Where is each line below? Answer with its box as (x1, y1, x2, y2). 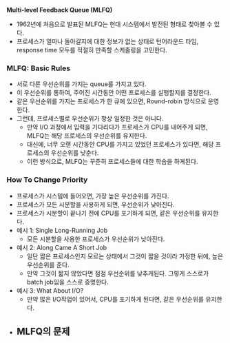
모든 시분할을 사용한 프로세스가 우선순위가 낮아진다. (26, 234, 165, 243)
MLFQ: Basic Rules (6, 63, 70, 73)
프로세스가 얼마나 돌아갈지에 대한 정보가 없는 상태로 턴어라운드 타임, (16, 37, 199, 45)
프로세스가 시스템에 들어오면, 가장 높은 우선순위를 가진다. (16, 191, 169, 200)
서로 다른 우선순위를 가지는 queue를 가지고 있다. (16, 80, 147, 88)
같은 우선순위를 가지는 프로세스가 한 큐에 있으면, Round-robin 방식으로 (16, 97, 207, 105)
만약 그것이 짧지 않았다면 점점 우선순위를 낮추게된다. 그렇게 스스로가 (26, 269, 209, 278)
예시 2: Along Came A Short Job (16, 243, 107, 251)
